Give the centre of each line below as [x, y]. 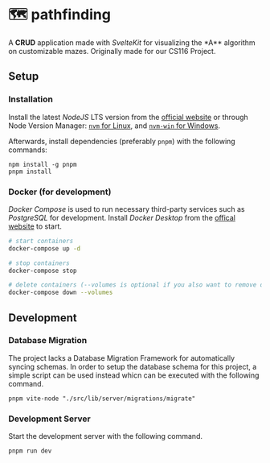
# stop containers [39, 263]
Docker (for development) [60, 192]
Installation [31, 99]
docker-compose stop [43, 271]
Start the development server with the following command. [106, 436]
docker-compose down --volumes [61, 293]
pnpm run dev [30, 451]
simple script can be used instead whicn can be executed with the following [134, 375]
